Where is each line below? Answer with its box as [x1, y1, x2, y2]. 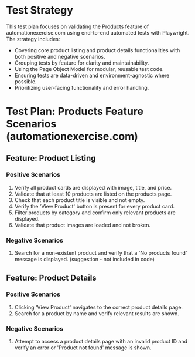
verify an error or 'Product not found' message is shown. [14, 344, 152, 351]
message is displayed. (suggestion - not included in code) [14, 256, 155, 263]
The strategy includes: [6, 35, 60, 42]
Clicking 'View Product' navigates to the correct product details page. [14, 304, 183, 311]
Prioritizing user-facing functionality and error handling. [14, 84, 149, 91]
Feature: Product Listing [6, 153, 96, 163]
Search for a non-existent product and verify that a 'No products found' [14, 250, 187, 257]
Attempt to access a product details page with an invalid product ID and [14, 338, 188, 345]
